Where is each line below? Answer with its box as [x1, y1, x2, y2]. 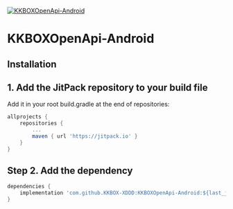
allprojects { [7, 113, 49, 120]
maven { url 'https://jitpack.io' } [32, 133, 138, 140]
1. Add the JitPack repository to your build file [7, 82, 208, 93]
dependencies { [7, 183, 51, 190]
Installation [7, 58, 57, 70]
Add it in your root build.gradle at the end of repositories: [7, 100, 170, 109]
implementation [19, 190, 64, 197]
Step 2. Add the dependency [7, 165, 133, 176]
